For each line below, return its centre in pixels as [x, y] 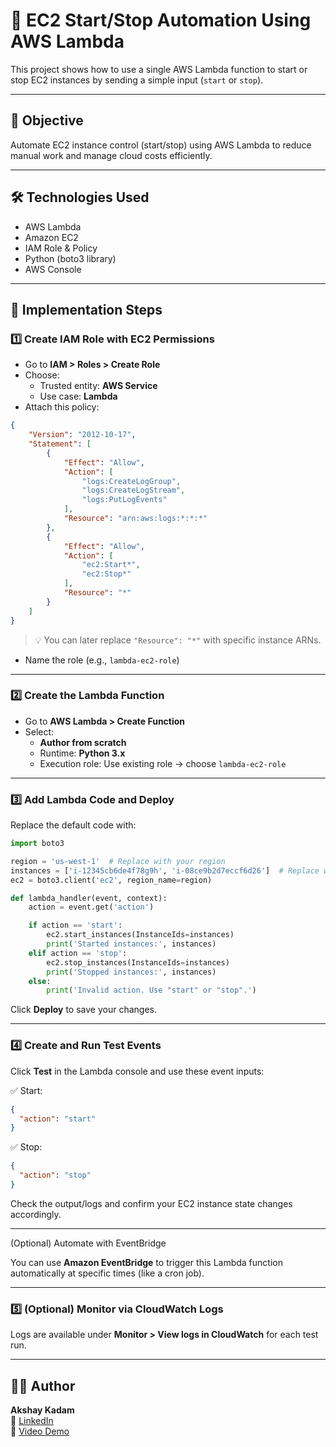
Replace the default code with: [73, 825]
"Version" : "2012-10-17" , [82, 435]
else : [40, 981]
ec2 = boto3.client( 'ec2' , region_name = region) [111, 880]
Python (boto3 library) [70, 258]
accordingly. [36, 1214]
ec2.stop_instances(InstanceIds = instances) [138, 962]
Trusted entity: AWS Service [98, 386]
